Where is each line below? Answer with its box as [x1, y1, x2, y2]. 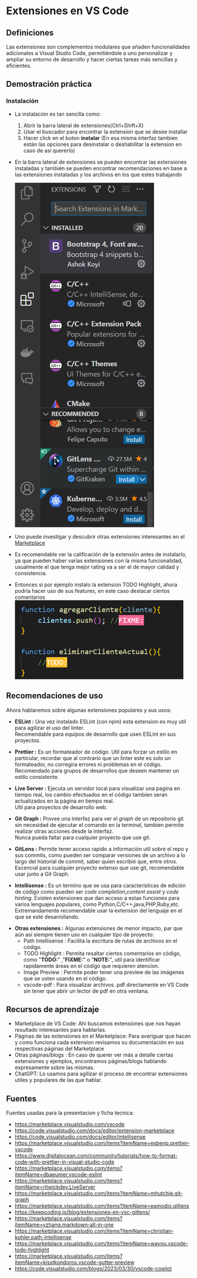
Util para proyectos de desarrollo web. [14, 803, 108, 810]
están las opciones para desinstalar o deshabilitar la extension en [23, 141, 182, 148]
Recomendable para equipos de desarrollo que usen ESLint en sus [14, 731, 176, 738]
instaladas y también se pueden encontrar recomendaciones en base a [14, 164, 187, 172]
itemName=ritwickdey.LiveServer [14, 1184, 96, 1191]
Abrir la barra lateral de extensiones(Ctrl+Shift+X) [23, 122, 144, 129]
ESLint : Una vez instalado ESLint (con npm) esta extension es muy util [14, 718, 186, 725]
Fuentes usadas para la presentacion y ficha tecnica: [6, 1109, 134, 1117]
